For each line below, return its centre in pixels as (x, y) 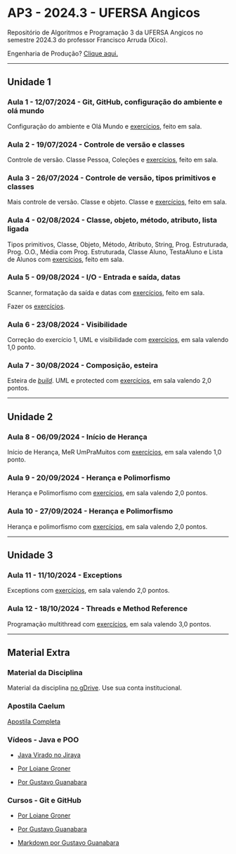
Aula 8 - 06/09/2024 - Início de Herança (77, 437)
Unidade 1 (29, 82)
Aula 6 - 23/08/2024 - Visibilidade (67, 324)
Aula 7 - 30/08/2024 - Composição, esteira (83, 365)
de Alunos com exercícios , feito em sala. (66, 259)
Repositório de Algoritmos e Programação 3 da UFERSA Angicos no (105, 32)
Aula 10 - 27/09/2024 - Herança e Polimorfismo (90, 511)
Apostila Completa (34, 721)
